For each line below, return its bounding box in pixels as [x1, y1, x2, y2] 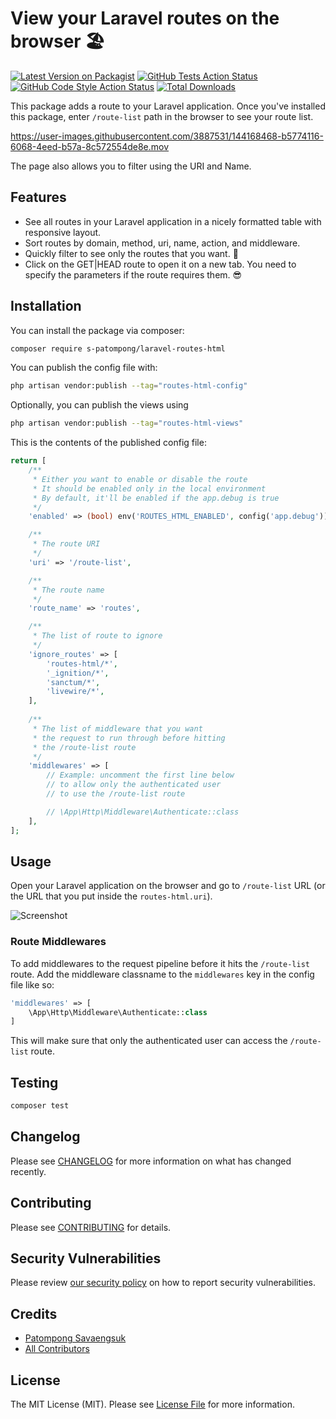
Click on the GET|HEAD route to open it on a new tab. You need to [24, 258, 297, 270]
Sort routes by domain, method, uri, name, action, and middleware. [24, 237, 301, 249]
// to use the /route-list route [46, 789, 186, 799]
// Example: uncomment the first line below [46, 770, 235, 781]
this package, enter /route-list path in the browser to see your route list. [10, 110, 314, 122]
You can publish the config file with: [10, 362, 158, 374]
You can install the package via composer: [10, 324, 185, 336]
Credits [10, 1305, 58, 1322]
